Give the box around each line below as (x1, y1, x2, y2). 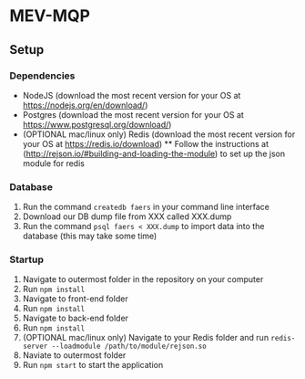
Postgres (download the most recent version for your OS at (22, 109, 244, 120)
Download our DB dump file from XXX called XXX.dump (22, 211, 232, 222)
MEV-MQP (9, 5, 91, 26)
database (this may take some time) (22, 230, 158, 242)
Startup (9, 253, 44, 266)
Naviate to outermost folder (22, 350, 127, 361)
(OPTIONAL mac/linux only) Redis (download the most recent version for (22, 129, 296, 140)
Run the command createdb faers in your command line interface (22, 202, 270, 213)
